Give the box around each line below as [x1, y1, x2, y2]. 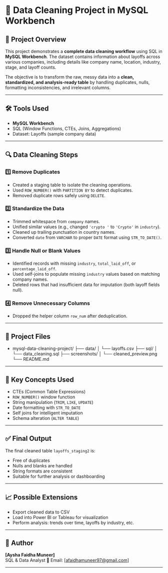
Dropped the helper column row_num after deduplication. [12, 313, 127, 319]
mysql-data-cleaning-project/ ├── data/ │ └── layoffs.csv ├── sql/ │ [12, 345, 157, 352]
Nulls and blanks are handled [12, 462, 72, 468]
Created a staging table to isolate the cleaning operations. [12, 182, 132, 188]
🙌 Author [5, 539, 33, 547]
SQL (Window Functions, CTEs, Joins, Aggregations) [12, 125, 121, 132]
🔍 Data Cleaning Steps [5, 151, 78, 159]
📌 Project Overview [5, 35, 66, 44]
